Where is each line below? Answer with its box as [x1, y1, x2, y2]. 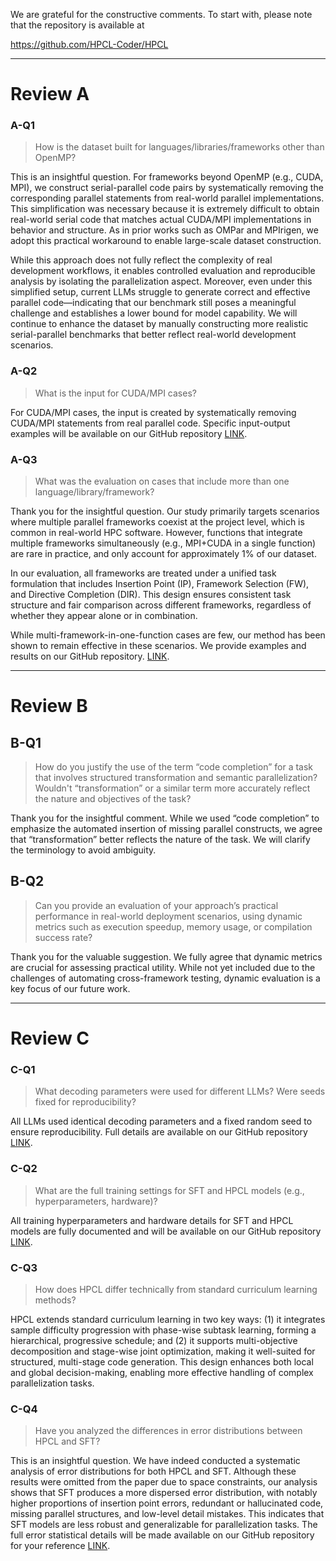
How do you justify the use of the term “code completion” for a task [34, 761, 314, 773]
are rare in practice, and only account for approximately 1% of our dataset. [10, 548, 317, 560]
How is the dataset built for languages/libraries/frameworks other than [34, 141, 325, 153]
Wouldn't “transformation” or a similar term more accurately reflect [34, 782, 311, 794]
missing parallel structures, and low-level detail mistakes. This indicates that [10, 1508, 325, 1520]
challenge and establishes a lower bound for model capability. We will [10, 307, 298, 319]
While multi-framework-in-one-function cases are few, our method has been [10, 629, 326, 641]
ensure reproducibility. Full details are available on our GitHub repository [10, 1126, 308, 1138]
